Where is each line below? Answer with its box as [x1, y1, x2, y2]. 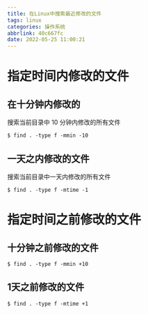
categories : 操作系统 [7, 23, 66, 30]
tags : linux [7, 17, 42, 24]
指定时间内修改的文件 [7, 68, 130, 84]
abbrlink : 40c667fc [7, 29, 64, 37]
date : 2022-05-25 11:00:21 [7, 36, 85, 43]
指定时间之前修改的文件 [7, 212, 142, 227]
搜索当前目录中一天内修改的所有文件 [7, 172, 111, 181]
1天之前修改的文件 [7, 281, 85, 293]
